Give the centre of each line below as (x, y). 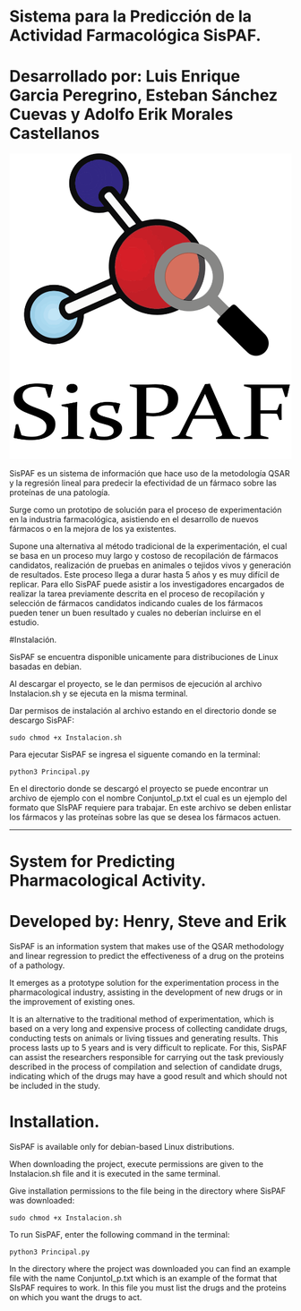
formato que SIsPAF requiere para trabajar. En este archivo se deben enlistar (150, 807)
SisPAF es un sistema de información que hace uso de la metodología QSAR (150, 473)
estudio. (24, 622)
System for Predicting (92, 861)
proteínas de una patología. (60, 492)
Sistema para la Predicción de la (131, 17)
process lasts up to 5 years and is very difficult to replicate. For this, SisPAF (148, 1047)
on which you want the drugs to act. (76, 1297)
